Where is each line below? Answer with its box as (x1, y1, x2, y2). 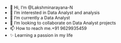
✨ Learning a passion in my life (9, 32, 73, 38)
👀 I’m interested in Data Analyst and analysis (9, 10, 100, 15)
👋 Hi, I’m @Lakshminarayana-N (9, 5, 73, 10)
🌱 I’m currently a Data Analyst (9, 15, 70, 20)
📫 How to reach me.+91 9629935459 (9, 26, 87, 31)
